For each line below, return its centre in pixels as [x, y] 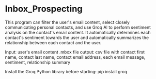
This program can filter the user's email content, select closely [67, 22]
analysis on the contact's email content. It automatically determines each [78, 32]
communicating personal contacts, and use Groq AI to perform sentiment [78, 27]
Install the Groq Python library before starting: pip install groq [66, 71]
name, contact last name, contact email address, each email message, [75, 57]
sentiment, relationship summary [38, 62]
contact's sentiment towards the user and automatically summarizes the [77, 38]
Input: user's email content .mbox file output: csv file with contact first [75, 52]
